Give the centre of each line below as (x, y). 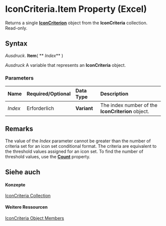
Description (114, 94)
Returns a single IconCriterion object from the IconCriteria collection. (76, 23)
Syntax (16, 44)
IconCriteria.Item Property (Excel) (76, 9)
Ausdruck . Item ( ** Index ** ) (34, 55)
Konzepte (15, 184)
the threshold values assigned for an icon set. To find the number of (74, 151)
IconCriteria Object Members (35, 218)
